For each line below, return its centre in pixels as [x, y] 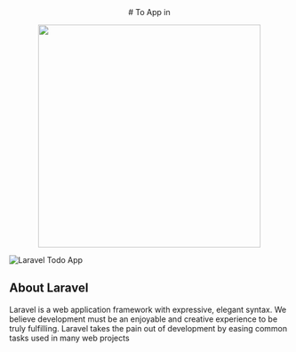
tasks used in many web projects [70, 338]
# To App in [149, 12]
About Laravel [49, 288]
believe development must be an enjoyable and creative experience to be [144, 319]
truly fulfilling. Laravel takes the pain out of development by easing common [148, 328]
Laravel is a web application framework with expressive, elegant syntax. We [148, 309]
